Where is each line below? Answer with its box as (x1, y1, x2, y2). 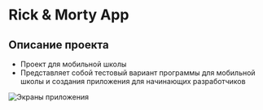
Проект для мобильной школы (20, 59, 127, 69)
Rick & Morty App (8, 6, 129, 24)
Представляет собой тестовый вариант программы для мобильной (20, 68, 256, 78)
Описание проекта (8, 38, 109, 52)
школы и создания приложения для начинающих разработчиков (20, 77, 246, 86)
